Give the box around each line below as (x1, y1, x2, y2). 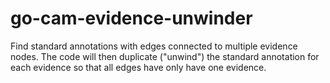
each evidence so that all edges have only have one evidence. (10, 61, 267, 73)
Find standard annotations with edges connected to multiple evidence (10, 40, 298, 52)
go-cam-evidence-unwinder (10, 7, 253, 30)
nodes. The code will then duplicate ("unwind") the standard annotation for (10, 50, 320, 62)
